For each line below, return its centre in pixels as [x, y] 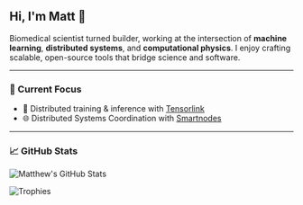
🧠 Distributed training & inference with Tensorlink [113, 109]
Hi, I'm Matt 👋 [48, 17]
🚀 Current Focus [46, 89]
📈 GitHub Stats [44, 151]
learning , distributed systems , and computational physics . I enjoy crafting [150, 48]
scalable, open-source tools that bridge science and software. [125, 57]
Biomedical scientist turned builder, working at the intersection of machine [148, 38]
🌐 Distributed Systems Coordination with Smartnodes [122, 119]
